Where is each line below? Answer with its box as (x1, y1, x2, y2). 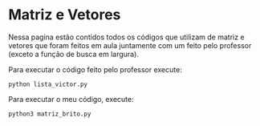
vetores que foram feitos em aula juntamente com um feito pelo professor (8, 40, 252, 50)
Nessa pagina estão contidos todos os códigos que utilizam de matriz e (8, 32, 245, 42)
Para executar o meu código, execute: (8, 94, 134, 104)
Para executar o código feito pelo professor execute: (8, 64, 182, 74)
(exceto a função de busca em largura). (8, 49, 139, 59)
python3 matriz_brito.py (8, 110, 91, 118)
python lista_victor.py (8, 80, 88, 88)
